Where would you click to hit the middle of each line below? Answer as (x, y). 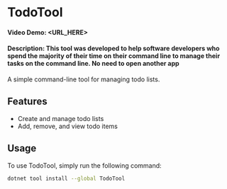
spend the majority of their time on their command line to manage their (114, 56)
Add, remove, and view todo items (68, 126)
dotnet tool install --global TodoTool (66, 178)
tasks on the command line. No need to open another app (93, 64)
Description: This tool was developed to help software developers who (113, 48)
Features (27, 102)
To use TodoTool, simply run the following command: (84, 165)
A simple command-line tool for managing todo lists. (84, 79)
